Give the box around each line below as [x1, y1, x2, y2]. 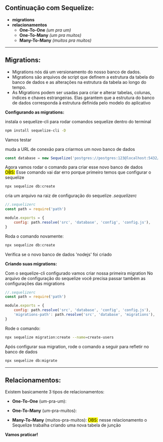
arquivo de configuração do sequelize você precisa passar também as [5, 275, 146, 281]
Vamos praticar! [5, 432, 38, 438]
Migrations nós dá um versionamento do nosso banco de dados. [12, 69, 141, 75]
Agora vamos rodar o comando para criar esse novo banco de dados [5, 164, 143, 170]
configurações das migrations [5, 280, 65, 286]
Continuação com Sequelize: [5, 4, 94, 12]
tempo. [12, 84, 27, 90]
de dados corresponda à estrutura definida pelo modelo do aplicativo [12, 99, 151, 106]
